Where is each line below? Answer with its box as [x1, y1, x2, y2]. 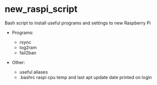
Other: [11, 59, 25, 65]
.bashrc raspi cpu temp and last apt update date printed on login [19, 74, 152, 80]
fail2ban [19, 50, 36, 56]
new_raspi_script [4, 3, 78, 15]
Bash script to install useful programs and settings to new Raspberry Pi [4, 20, 151, 26]
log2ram [19, 44, 37, 50]
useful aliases [19, 69, 48, 75]
